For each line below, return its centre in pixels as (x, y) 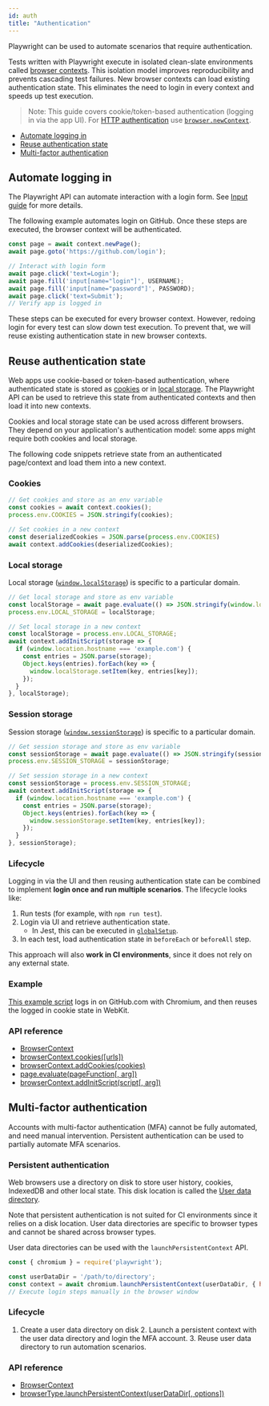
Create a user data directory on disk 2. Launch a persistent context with (138, 1330)
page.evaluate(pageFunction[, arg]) (78, 1074)
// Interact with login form (57, 266)
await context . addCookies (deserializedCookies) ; (91, 544)
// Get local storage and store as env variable (91, 597)
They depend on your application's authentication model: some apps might (132, 430)
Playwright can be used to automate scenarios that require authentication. (130, 46)
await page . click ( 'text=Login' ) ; (64, 274)
